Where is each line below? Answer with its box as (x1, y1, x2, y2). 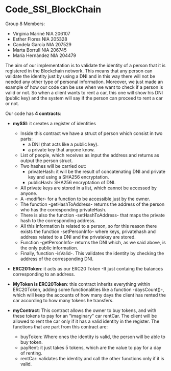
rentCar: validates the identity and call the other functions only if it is (20, 355, 164, 361)
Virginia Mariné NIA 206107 (12, 30, 70, 36)
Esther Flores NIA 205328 (12, 36, 67, 42)
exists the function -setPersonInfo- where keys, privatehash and (20, 228, 156, 235)
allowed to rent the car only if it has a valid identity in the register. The (12, 318, 160, 324)
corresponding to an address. (12, 271, 76, 277)
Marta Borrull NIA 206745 (12, 47, 67, 53)
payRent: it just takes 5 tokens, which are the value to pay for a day (20, 344, 162, 350)
